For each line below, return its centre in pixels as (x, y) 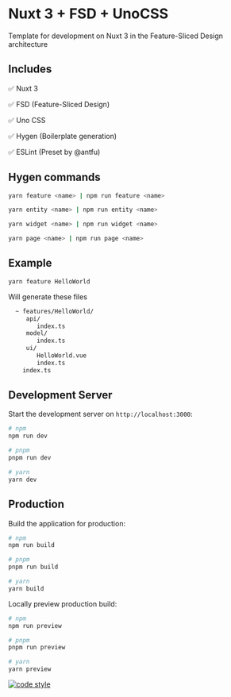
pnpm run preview (37, 648)
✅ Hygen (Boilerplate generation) (63, 136)
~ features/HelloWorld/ (54, 311)
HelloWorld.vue (62, 356)
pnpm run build (33, 567)
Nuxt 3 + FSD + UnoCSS (89, 14)
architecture (28, 44)
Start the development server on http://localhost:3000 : (100, 414)
